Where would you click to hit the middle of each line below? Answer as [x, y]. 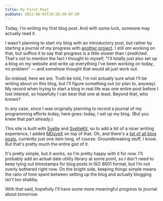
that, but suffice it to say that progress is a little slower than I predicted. [76, 53]
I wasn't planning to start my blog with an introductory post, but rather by [79, 43]
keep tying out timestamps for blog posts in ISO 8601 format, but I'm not [78, 164]
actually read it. [20, 33]
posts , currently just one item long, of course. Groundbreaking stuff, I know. [81, 139]
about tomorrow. [22, 194]
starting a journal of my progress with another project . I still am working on [80, 48]
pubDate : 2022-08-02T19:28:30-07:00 [42, 14]
